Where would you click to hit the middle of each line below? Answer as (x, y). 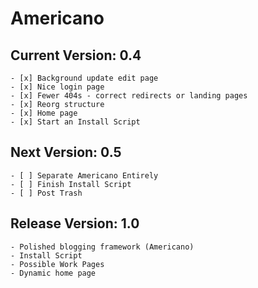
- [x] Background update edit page (84, 78)
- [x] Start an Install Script (75, 122)
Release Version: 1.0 (75, 223)
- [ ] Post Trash (46, 193)
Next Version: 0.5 (66, 152)
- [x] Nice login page (57, 87)
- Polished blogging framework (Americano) (102, 247)
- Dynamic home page (53, 273)
